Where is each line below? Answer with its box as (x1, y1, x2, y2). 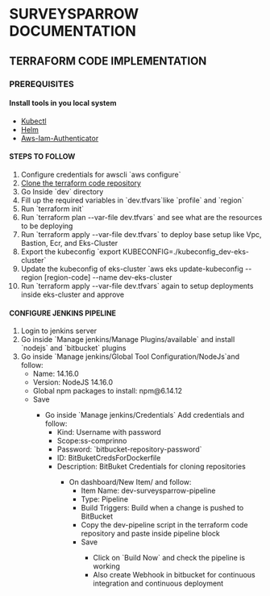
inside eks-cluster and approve (20, 290, 125, 299)
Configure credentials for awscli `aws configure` (20, 169, 181, 179)
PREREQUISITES (9, 78, 75, 90)
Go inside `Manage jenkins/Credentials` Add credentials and (44, 411, 245, 420)
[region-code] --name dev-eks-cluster (44, 272, 172, 282)
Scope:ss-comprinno (56, 436, 127, 446)
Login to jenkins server (20, 326, 98, 336)
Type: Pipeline (81, 494, 128, 504)
